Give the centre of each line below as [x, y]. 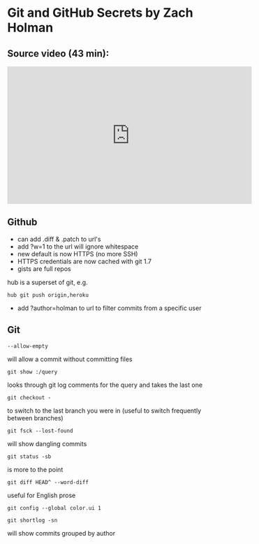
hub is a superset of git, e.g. [48, 282]
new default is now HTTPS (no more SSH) [77, 253]
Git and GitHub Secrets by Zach [100, 13]
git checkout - [29, 397]
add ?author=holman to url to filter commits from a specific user [109, 308]
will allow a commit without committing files [70, 359]
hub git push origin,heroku [48, 295]
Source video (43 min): [58, 53]
